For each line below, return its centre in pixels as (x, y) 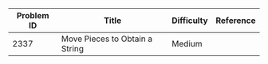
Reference (236, 21)
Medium (187, 44)
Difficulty (190, 21)
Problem (33, 15)
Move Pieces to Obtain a (107, 39)
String (73, 49)
